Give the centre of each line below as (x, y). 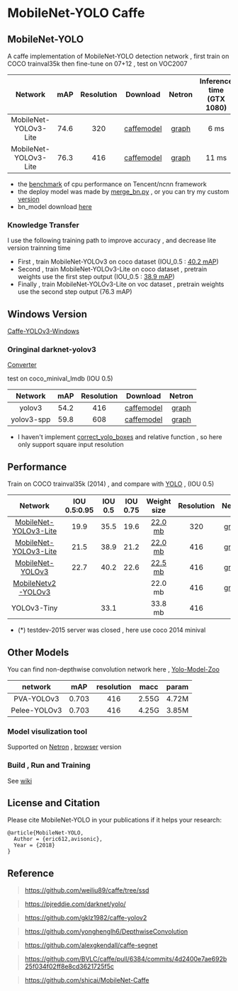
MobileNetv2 (35, 584)
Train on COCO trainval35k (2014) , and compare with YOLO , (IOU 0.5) (111, 484)
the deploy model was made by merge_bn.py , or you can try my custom (123, 192)
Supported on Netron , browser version (64, 747)
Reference (31, 873)
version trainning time (39, 248)
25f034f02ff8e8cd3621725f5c (69, 967)
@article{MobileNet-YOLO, (45, 833)
